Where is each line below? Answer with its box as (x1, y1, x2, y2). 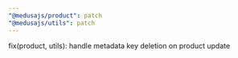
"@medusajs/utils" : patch (8, 19, 95, 27)
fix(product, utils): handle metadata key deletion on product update (8, 41, 231, 50)
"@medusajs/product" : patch (8, 11, 103, 20)
